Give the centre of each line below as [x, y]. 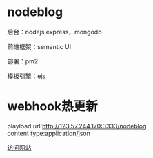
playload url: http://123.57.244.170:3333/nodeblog [77, 126]
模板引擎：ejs [27, 76]
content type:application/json [49, 133]
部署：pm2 [23, 61]
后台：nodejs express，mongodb [54, 32]
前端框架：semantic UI [39, 46]
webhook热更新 [52, 107]
